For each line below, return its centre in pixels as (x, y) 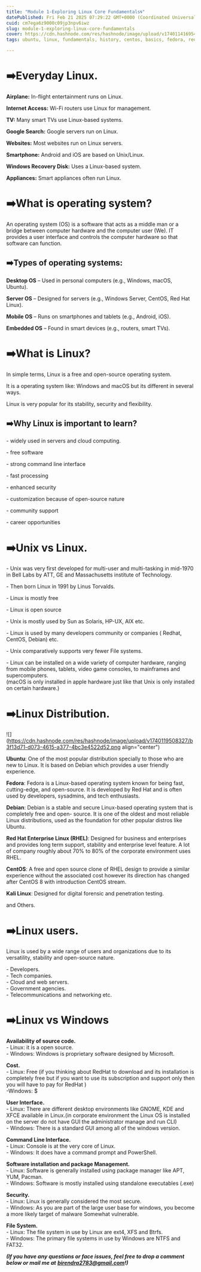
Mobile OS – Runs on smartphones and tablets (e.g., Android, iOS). (89, 316)
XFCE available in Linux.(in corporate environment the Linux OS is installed (98, 1115)
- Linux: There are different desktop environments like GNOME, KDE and (95, 1109)
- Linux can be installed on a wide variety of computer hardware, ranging (96, 663)
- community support (32, 510)
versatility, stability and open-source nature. (61, 958)
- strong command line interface (46, 464)
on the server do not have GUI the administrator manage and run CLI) (92, 1122)
